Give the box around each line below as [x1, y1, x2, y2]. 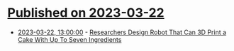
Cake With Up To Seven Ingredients [17, 35, 122, 43]
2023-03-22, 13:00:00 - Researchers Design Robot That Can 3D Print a [17, 28, 227, 36]
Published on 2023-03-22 [7, 5, 165, 21]
